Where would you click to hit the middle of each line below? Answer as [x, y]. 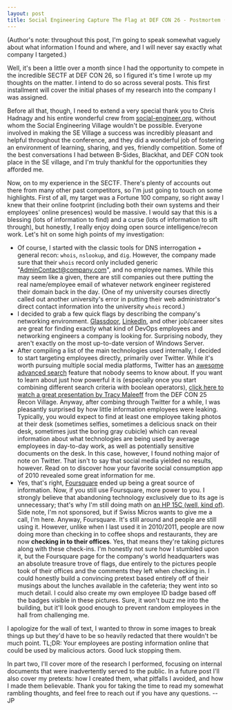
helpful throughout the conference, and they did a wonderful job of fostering [116, 140]
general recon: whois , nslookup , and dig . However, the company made [116, 255]
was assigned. [28, 97]
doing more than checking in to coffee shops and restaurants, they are [117, 534]
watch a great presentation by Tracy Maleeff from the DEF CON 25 [112, 394]
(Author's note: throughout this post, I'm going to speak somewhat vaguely [114, 39]
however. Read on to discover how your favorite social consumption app [120, 468]
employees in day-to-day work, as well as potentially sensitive [106, 446]
